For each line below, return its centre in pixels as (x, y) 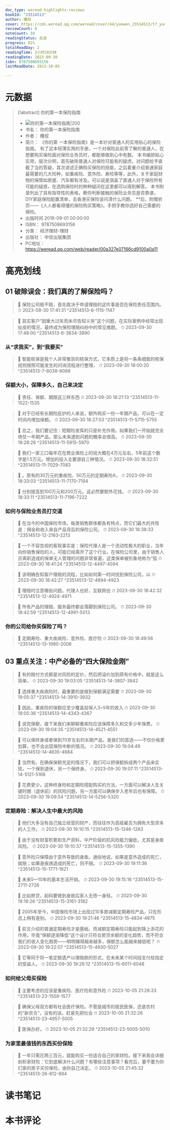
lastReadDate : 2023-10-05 (32, 66)
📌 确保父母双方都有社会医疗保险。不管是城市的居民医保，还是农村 (86, 1006)
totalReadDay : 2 (22, 48)
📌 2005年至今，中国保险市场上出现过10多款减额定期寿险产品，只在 (87, 912)
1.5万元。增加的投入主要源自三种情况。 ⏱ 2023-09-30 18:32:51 (92, 459)
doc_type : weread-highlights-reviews (45, 10)
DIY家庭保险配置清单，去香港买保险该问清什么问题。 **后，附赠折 (94, 199)
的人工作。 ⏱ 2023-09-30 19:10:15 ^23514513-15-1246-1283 (80, 829)
